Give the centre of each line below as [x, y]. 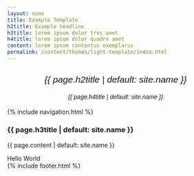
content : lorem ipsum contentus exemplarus [71, 46]
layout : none [26, 13]
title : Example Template [43, 20]
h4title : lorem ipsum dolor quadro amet [66, 39]
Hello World [24, 158]
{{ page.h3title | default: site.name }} [71, 130]
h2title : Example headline [46, 26]
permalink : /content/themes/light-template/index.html [87, 52]
